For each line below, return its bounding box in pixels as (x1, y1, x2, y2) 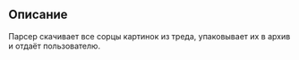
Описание (8, 7, 68, 22)
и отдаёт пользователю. (8, 40, 100, 51)
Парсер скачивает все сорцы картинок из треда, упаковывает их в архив (8, 30, 291, 41)
